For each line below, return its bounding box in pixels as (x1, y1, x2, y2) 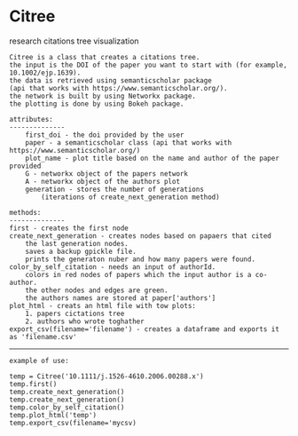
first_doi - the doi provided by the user (25, 131, 184, 139)
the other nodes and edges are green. (25, 286, 169, 295)
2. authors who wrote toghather (25, 317, 145, 326)
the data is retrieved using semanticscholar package (9, 75, 213, 85)
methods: (9, 208, 42, 217)
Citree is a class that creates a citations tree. (9, 52, 200, 61)
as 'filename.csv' (9, 332, 77, 341)
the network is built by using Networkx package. (9, 91, 197, 100)
